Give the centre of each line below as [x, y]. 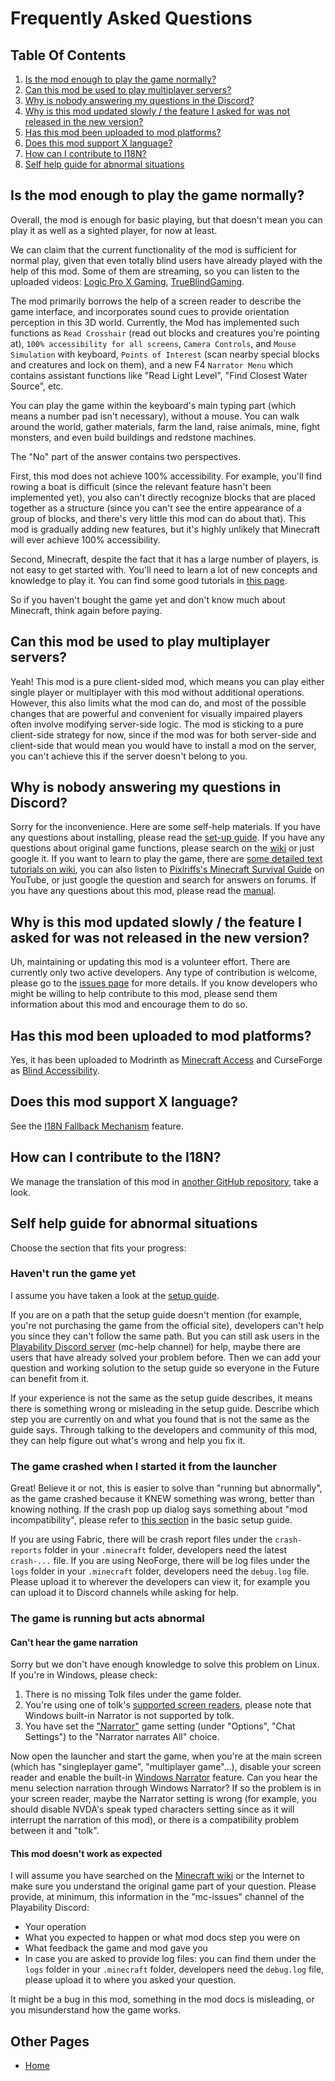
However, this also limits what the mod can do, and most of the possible [158, 703]
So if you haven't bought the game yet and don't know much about [148, 599]
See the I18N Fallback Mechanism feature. [97, 1126]
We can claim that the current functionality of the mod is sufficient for [153, 249]
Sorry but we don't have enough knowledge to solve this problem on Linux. [165, 1664]
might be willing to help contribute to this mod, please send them [144, 994]
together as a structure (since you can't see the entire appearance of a [156, 508]
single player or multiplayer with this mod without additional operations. [157, 692]
